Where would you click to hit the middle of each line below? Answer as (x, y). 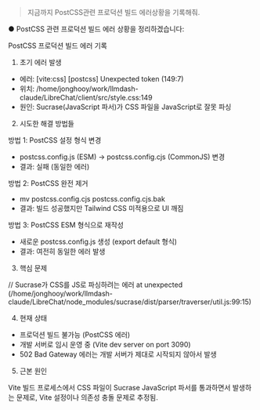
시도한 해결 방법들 (47, 123)
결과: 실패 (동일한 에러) (54, 167)
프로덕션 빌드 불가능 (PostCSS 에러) (75, 335)
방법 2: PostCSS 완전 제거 (48, 183)
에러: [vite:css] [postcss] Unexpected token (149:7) (101, 79)
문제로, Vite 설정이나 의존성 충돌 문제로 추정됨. (87, 397)
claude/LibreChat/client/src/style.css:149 (86, 98)
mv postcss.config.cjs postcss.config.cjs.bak (92, 199)
